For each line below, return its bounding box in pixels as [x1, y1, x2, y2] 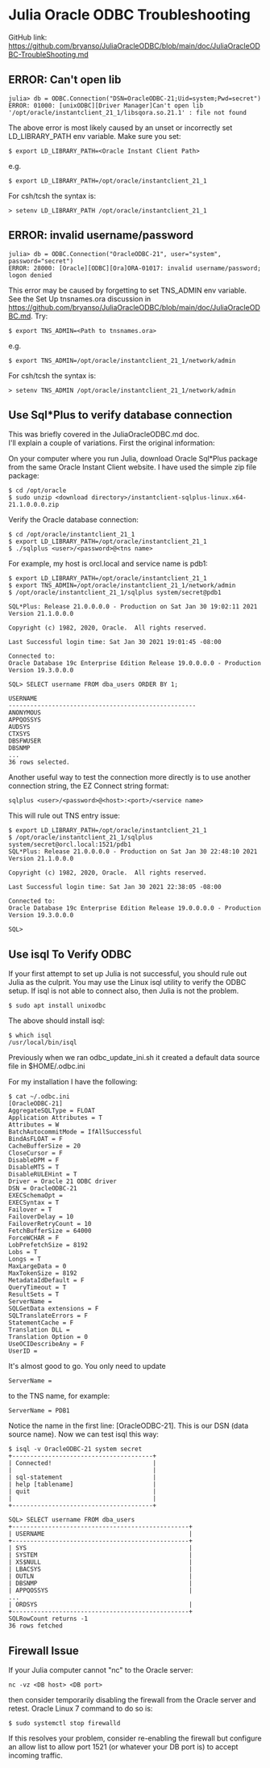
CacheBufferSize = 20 [8, 1142, 81, 1151]
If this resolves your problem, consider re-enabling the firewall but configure [8, 1733, 262, 1743]
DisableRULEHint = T [8, 1170, 78, 1179]
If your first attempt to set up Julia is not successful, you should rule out [8, 969, 247, 979]
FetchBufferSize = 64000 [8, 1227, 92, 1235]
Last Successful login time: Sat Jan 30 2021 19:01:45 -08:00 [8, 638, 222, 646]
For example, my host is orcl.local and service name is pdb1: [8, 559, 208, 569]
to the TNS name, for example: [8, 1391, 110, 1401]
